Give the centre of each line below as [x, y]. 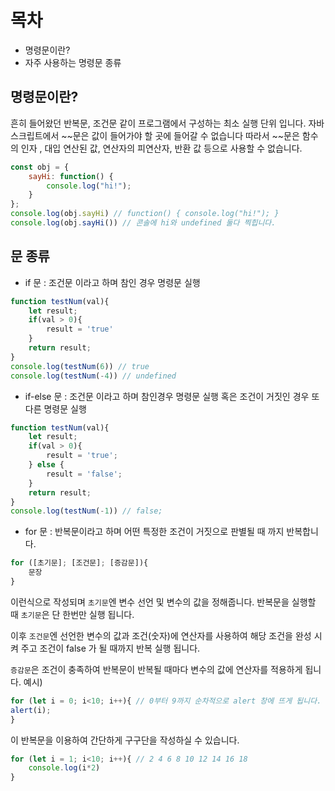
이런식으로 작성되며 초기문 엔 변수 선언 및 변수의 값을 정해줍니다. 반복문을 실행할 [163, 602]
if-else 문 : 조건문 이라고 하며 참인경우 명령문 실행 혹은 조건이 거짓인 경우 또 [172, 396]
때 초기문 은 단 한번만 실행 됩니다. [72, 614]
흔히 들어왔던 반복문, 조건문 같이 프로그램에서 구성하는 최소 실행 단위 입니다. [158, 123]
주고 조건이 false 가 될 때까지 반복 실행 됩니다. [110, 648]
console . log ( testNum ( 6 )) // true [80, 366]
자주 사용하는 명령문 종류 [73, 62]
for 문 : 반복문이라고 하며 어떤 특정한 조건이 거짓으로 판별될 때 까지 [154, 532]
